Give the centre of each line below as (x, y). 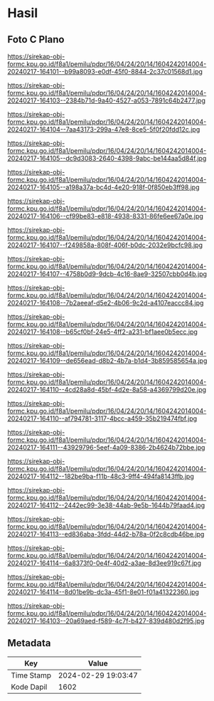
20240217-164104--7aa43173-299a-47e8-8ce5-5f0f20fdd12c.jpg (104, 129)
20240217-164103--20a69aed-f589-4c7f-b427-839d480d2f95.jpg (106, 621)
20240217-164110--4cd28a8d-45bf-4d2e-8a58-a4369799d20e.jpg (107, 390)
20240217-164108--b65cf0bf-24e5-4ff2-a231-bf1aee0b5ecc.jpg (102, 332)
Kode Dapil (29, 687)
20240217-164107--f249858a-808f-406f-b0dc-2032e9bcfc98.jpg (105, 245)
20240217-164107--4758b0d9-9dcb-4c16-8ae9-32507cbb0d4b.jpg (107, 274)
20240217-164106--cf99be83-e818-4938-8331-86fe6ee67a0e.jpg (106, 216)
